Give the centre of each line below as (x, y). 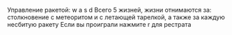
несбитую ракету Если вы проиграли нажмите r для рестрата (99, 24)
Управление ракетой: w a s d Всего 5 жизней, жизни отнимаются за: (109, 10)
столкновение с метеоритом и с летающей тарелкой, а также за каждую (116, 17)
